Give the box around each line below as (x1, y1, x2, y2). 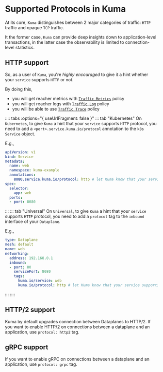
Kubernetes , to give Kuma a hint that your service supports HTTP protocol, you (5, 120, 157, 126)
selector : (9, 186, 29, 191)
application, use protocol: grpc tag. (5, 361, 78, 367)
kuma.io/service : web (17, 279, 62, 283)
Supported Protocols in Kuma (5, 3, 126, 15)
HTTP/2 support (5, 306, 55, 314)
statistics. (15, 44, 35, 50)
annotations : (9, 172, 36, 177)
